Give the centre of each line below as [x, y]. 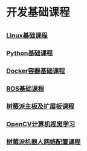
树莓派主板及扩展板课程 [40, 106]
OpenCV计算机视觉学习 [41, 124]
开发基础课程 [38, 12]
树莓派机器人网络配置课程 [43, 141]
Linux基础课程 [27, 36]
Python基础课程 [30, 53]
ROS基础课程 [25, 88]
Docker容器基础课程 [36, 71]
